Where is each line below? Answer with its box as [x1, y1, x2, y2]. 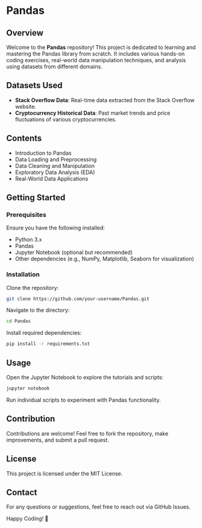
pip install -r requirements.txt [6, 341, 90, 347]
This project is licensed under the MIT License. [6, 469, 123, 477]
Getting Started [6, 193, 66, 203]
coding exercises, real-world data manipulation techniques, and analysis [6, 57, 186, 63]
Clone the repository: [6, 284, 59, 291]
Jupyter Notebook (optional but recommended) [14, 249, 133, 256]
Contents [6, 134, 42, 144]
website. [14, 103, 37, 110]
